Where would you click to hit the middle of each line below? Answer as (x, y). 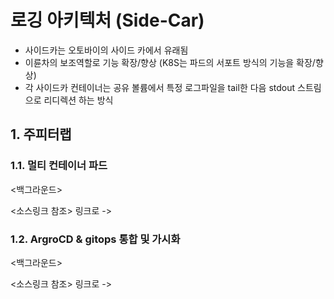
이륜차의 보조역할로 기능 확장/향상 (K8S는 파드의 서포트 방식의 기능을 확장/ (170, 62)
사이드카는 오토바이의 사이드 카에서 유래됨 (106, 50)
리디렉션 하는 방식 (78, 100)
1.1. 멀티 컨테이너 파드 (59, 166)
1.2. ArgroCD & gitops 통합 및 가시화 (95, 239)
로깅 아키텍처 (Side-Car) (107, 20)
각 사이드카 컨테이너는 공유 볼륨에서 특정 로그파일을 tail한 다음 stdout (160, 87)
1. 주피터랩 (41, 134)
